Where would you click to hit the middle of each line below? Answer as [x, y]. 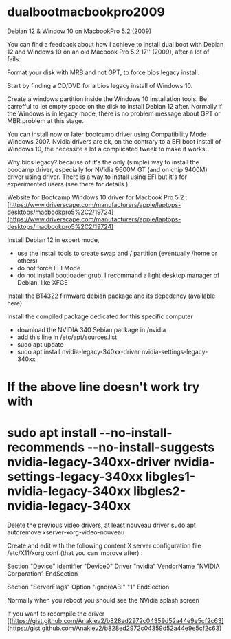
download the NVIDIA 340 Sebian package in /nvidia [91, 329]
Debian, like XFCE [42, 282]
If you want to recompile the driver [56, 614]
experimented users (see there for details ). [69, 184]
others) [27, 260]
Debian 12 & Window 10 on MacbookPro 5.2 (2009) [79, 31]
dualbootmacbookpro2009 [86, 12]
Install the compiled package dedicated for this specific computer [100, 316]
